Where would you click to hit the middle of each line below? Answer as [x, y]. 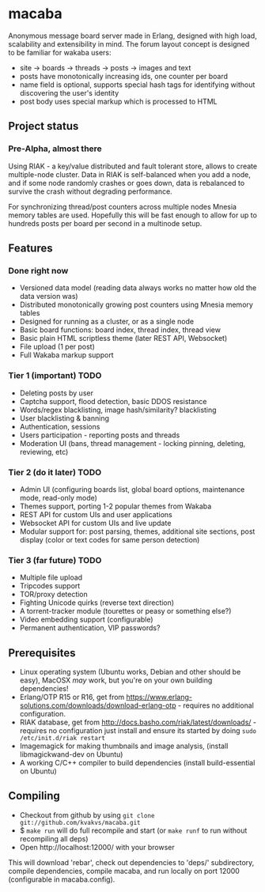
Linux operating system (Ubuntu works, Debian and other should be [130, 672]
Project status [44, 126]
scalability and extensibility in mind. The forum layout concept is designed [129, 43]
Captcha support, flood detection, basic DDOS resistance [113, 401]
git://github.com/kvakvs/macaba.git [80, 822]
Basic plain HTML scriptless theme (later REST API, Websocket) [123, 338]
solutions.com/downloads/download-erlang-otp [98, 705]
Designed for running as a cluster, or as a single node [107, 322]
